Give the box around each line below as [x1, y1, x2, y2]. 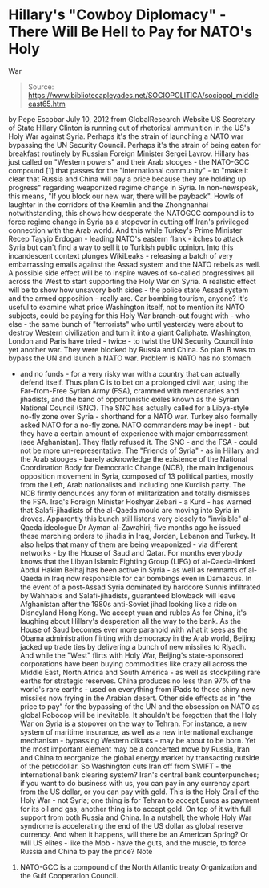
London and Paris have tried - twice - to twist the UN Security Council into [8, 336, 254, 346]
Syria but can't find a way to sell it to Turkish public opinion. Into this [8, 242, 234, 252]
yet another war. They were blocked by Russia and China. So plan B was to [8, 344, 255, 354]
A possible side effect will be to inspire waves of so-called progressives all [8, 267, 255, 278]
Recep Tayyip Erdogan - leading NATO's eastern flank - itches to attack [8, 234, 244, 243]
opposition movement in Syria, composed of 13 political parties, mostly [19, 471, 254, 481]
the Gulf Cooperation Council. [19, 870, 118, 880]
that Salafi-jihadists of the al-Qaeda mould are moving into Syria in [19, 505, 240, 515]
